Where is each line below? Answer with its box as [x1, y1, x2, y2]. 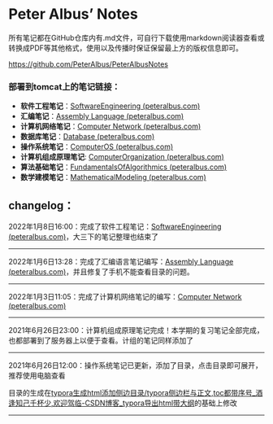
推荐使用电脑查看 [8, 371, 66, 381]
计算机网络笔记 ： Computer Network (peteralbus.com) [19, 121, 201, 131]
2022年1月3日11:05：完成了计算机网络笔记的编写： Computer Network [8, 292, 242, 302]
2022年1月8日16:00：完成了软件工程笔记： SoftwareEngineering [8, 221, 222, 232]
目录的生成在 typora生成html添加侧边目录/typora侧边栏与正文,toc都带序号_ [8, 388, 256, 398]
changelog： [8, 199, 75, 212]
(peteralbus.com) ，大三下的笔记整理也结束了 [8, 232, 159, 242]
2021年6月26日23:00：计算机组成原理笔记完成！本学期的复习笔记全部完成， [8, 326, 264, 335]
